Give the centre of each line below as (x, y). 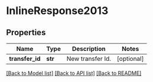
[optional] (130, 59)
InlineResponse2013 (57, 11)
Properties (26, 33)
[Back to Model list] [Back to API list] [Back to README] (74, 73)
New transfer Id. (89, 59)
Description (89, 49)
